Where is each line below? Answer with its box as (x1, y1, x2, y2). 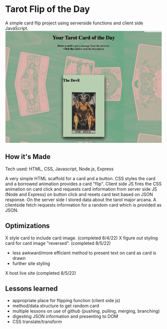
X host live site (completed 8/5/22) (5, 270, 76, 276)
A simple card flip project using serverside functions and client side (5, 20, 143, 26)
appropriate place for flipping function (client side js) (12, 298, 120, 304)
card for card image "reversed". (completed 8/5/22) (5, 240, 111, 246)
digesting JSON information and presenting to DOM (12, 314, 118, 320)
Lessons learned (5, 284, 58, 293)
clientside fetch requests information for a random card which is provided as (5, 202, 162, 208)
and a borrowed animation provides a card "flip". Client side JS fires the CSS (5, 181, 162, 187)
